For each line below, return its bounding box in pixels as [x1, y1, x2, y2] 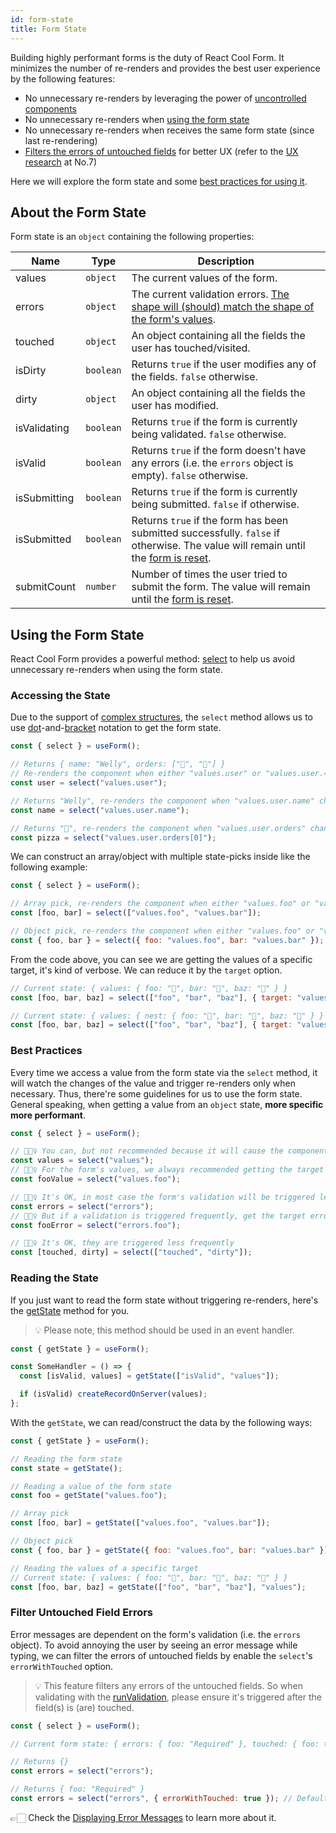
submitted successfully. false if [131, 526, 281, 540]
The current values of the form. [131, 271, 278, 285]
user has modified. [131, 399, 219, 413]
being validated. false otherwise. [131, 427, 287, 441]
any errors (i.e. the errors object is [131, 456, 294, 470]
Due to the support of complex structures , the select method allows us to [10, 711, 313, 723]
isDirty [15, 364, 47, 378]
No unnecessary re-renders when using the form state [24, 113, 250, 125]
